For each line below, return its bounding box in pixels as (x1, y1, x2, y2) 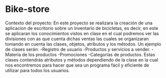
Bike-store (5, 3, 50, 15)
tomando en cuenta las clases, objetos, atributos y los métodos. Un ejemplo (5, 41, 161, 47)
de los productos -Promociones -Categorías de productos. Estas (21, 51, 155, 58)
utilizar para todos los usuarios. (5, 67, 70, 73)
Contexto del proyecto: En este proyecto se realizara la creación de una (5, 20, 152, 26)
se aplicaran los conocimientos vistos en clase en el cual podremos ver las (5, 30, 159, 36)
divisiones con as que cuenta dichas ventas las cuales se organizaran (5, 36, 149, 42)
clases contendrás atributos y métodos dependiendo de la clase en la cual (5, 57, 158, 63)
